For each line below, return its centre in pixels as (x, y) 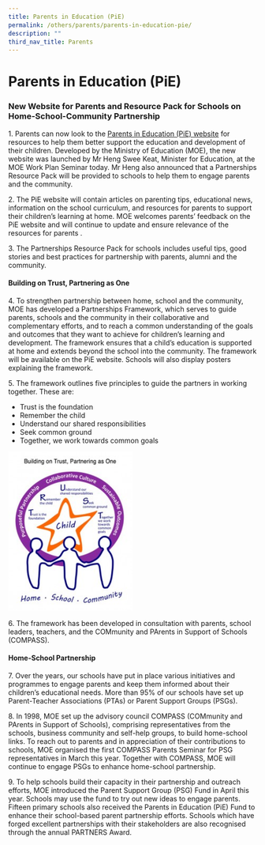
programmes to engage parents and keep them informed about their (119, 684)
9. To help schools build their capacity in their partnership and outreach (124, 782)
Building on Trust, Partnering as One (69, 283)
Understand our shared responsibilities (83, 424)
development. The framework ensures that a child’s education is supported (130, 342)
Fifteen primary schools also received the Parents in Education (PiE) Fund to (132, 807)
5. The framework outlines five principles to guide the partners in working (128, 383)
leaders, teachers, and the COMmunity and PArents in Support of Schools (128, 632)
